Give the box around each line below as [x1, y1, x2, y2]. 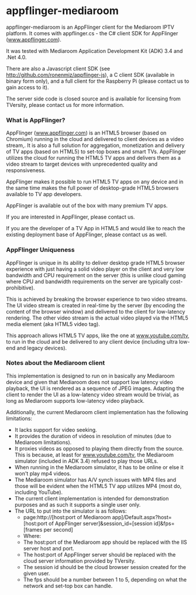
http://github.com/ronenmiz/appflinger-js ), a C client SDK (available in [6, 71, 175, 78]
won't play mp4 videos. [14, 470, 71, 477]
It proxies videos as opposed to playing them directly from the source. [14, 445, 184, 452]
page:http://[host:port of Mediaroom [23, 513, 111, 520]
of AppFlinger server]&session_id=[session [49, 520, 153, 527]
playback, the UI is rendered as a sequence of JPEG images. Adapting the [6, 385, 184, 392]
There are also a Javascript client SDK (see [6, 65, 110, 72]
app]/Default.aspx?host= [112, 513, 172, 520]
